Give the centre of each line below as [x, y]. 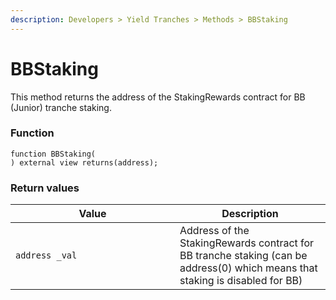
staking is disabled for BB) [241, 281]
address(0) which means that [248, 268]
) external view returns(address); [84, 162]
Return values [45, 188]
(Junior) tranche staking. [61, 107]
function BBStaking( [53, 154]
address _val [46, 255]
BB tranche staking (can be [243, 256]
